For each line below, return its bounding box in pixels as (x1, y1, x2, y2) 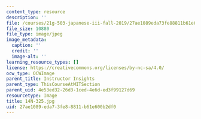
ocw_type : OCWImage (6, 70, 55, 76)
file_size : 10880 (6, 25, 50, 32)
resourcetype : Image (6, 93, 58, 99)
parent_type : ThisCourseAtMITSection (6, 82, 100, 88)
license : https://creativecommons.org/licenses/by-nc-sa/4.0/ (6, 64, 165, 71)
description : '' (6, 14, 47, 20)
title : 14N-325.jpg (6, 98, 55, 104)
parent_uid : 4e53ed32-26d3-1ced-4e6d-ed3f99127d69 (6, 87, 135, 93)
